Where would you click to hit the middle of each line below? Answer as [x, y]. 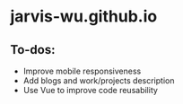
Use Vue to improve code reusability [90, 90]
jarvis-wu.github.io [84, 17]
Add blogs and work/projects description [99, 81]
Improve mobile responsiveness [82, 71]
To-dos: [33, 50]
